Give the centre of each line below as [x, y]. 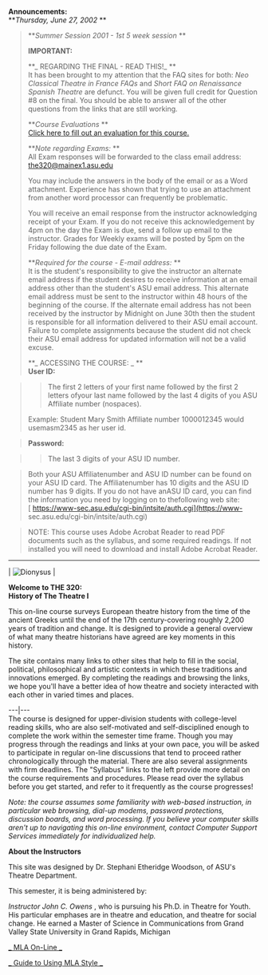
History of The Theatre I [49, 596]
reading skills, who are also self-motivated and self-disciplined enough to [129, 727]
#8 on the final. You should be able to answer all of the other [127, 100]
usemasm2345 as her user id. [77, 428]
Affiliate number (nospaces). [95, 404]
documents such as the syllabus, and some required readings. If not [140, 541]
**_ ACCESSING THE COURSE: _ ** [85, 363]
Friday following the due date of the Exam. [97, 247]
